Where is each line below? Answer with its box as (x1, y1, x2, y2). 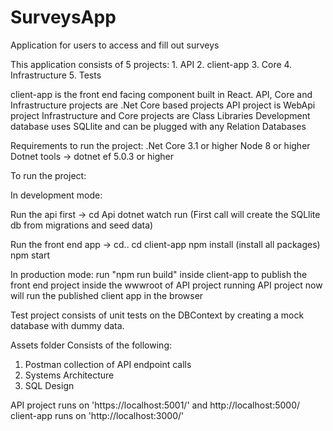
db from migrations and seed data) (10, 219, 154, 231)
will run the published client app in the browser (10, 289, 204, 301)
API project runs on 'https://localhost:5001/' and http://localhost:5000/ (10, 399, 301, 411)
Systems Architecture (24, 369, 115, 381)
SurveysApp (10, 6, 117, 29)
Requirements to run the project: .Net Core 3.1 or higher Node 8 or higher (10, 139, 311, 151)
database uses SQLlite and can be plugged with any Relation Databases (10, 120, 307, 132)
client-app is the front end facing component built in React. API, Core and (10, 88, 313, 100)
